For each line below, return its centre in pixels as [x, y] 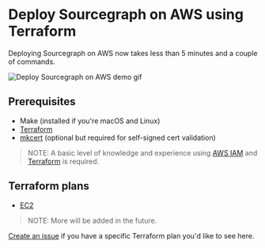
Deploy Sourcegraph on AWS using [126, 15]
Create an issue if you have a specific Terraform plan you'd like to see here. [131, 235]
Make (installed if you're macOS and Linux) [90, 121]
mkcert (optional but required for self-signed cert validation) [117, 137]
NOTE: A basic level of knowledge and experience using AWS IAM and [142, 152]
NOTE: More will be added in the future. [92, 220]
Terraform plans [49, 186]
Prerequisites [42, 101]
